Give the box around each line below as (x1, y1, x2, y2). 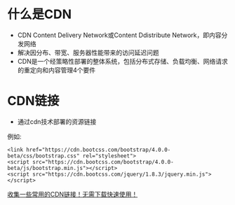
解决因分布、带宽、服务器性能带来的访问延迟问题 (17, 48, 159, 57)
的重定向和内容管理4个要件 (17, 66, 96, 74)
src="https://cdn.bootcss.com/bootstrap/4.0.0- (32, 158, 174, 165)
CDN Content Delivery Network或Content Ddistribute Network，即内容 (17, 31, 222, 39)
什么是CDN (7, 6, 72, 22)
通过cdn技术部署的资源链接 (17, 117, 97, 126)
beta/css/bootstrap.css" (7, 152, 80, 160)
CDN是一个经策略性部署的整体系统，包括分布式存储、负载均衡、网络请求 (17, 57, 228, 65)
